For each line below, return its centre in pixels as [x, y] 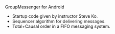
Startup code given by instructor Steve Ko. [55, 16]
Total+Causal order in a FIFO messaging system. [61, 26]
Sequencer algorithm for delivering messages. [59, 21]
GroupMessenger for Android [35, 7]
